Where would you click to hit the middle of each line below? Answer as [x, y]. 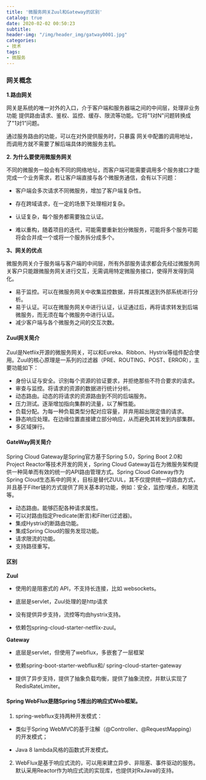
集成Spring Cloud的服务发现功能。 [59, 531]
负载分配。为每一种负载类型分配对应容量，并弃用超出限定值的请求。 [101, 411]
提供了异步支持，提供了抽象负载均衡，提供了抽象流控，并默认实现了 [101, 678]
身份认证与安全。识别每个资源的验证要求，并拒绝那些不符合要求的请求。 [106, 381]
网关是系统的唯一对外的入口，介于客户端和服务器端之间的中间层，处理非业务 [103, 107]
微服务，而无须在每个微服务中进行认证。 [66, 315]
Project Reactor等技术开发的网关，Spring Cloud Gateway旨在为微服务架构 [100, 464]
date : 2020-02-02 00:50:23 [41, 23]
